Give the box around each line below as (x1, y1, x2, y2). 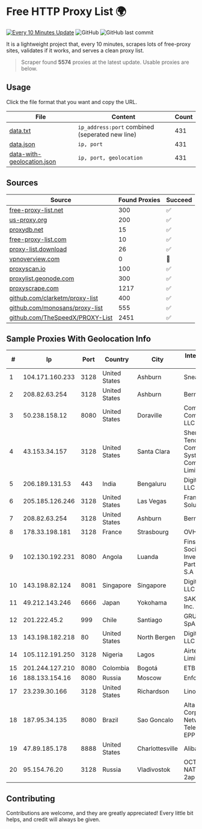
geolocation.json (9, 157, 57, 165)
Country (105, 356, 129, 364)
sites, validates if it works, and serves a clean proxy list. (6, 46, 144, 54)
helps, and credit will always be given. (6, 816, 100, 823)
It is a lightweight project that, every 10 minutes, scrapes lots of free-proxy (6, 40, 191, 48)
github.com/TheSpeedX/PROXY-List (9, 313, 113, 322)
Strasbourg (137, 528, 169, 536)
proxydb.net (9, 225, 44, 233)
